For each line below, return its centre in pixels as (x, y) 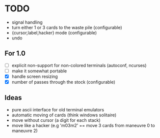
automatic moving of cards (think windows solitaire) (64, 115)
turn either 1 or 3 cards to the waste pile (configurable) (67, 27)
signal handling (27, 22)
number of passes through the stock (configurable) (64, 82)
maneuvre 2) (25, 131)
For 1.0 (15, 53)
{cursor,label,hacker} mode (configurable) (54, 33)
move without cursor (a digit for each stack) (56, 120)
